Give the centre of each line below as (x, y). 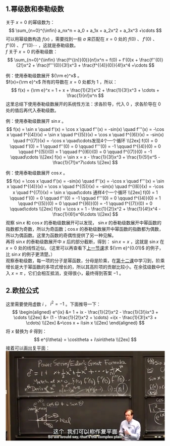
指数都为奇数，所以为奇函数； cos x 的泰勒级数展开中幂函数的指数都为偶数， (84, 229)
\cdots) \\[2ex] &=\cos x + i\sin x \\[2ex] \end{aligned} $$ (85, 323)
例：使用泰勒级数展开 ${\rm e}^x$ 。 (44, 75)
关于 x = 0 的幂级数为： (30, 22)
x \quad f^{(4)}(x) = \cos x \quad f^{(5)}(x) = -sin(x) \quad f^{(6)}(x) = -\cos (85, 186)
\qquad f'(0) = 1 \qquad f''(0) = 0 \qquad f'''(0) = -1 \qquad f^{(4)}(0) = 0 (85, 146)
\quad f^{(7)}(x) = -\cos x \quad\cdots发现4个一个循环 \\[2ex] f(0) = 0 (85, 140)
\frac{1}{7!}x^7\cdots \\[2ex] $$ (85, 162)
